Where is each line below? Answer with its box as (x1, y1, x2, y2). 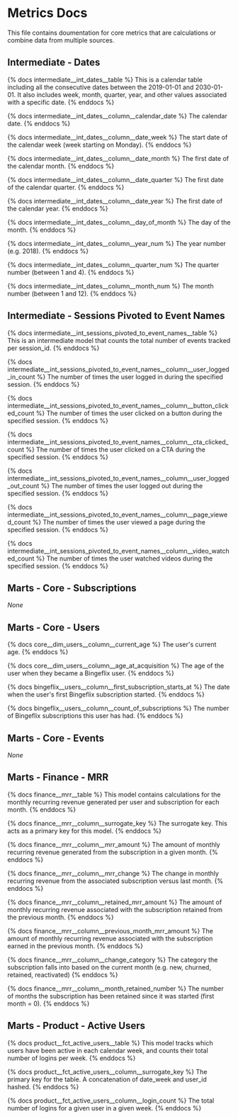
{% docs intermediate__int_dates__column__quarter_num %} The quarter (7, 260, 220, 269)
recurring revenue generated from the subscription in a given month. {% (7, 848, 218, 856)
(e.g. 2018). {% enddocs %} (7, 247, 89, 255)
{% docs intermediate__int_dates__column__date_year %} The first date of (7, 196, 223, 205)
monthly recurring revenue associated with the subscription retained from (7, 905, 223, 913)
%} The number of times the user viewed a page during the (32, 517, 206, 526)
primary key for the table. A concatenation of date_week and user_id (7, 1075, 208, 1084)
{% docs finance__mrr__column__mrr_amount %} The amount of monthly (7, 840, 221, 848)
